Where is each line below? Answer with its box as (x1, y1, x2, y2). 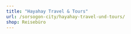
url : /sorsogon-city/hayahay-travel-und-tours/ (6, 14, 126, 20)
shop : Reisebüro (6, 19, 46, 25)
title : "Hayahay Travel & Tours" (6, 8, 89, 14)
